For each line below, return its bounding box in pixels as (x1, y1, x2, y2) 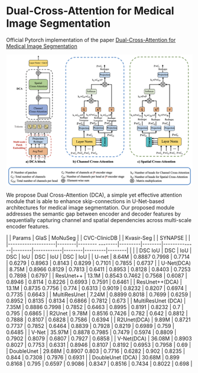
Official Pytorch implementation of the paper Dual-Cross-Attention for (6, 36, 176, 43)
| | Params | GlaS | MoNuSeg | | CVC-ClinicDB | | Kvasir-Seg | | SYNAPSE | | (6, 234, 190, 241)
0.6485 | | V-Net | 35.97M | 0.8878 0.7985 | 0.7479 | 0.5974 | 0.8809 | (6, 329, 177, 336)
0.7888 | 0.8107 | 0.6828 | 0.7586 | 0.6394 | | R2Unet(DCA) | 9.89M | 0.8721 (6, 316, 191, 323)
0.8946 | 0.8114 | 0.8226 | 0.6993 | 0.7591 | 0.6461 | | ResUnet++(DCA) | (6, 278, 182, 285)
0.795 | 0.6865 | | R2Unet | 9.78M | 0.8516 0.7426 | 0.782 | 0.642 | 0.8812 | (6, 310, 188, 317)
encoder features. (6, 223, 50, 230)
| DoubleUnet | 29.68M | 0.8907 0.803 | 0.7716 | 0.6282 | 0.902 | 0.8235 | (6, 348, 185, 355)
